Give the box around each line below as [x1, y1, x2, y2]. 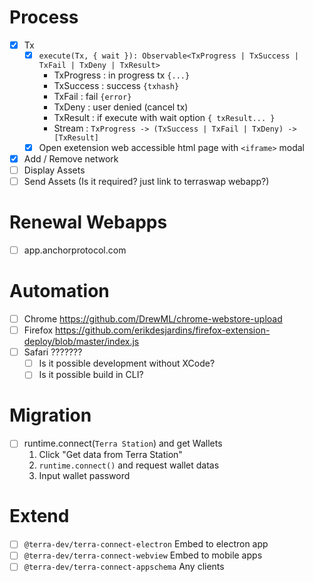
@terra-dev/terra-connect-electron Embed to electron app [23, 538, 269, 550]
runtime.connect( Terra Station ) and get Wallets [23, 437, 223, 450]
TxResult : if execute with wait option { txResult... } [53, 111, 276, 123]
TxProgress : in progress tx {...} [53, 69, 191, 81]
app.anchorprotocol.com [23, 244, 127, 256]
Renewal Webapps [9, 211, 168, 234]
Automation [9, 280, 110, 303]
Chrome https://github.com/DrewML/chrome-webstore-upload [23, 312, 283, 325]
